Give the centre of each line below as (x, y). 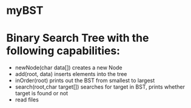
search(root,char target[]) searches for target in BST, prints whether (100, 87)
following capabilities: (63, 51)
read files (27, 100)
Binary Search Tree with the (78, 38)
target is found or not (42, 94)
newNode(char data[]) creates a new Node (69, 68)
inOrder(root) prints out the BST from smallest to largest (85, 81)
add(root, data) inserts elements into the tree (71, 74)
